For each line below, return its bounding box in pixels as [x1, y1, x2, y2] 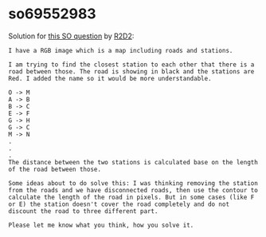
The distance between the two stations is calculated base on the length [8, 158, 259, 166]
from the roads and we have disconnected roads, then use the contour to [8, 186, 259, 194]
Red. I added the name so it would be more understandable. [8, 74, 213, 82]
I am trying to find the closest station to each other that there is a [8, 61, 255, 69]
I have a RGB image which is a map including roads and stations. [8, 46, 233, 54]
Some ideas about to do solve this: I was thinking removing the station [8, 179, 259, 188]
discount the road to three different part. [8, 207, 158, 215]
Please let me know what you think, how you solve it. [8, 221, 194, 229]
